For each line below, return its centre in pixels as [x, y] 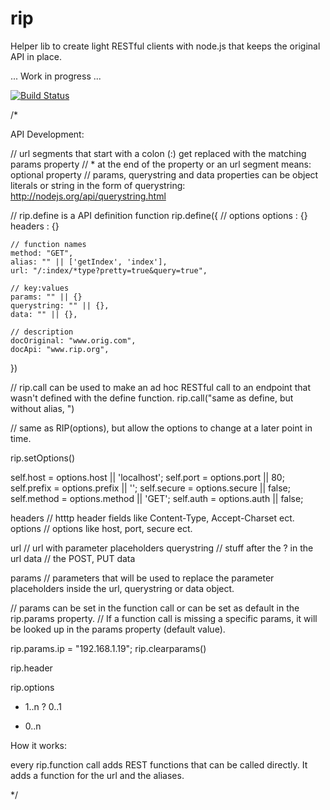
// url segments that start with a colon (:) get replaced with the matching [158, 153]
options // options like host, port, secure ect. [101, 528]
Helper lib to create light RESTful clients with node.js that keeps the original [165, 46]
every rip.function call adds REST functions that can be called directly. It [159, 764]
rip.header [31, 668]
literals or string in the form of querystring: [98, 185]
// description [42, 332]
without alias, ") [42, 408]
